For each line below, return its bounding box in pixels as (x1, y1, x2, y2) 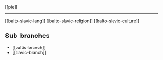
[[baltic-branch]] (12, 44, 46, 50)
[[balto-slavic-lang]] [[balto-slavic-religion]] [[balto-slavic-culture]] (5, 18, 140, 24)
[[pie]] (5, 4, 18, 10)
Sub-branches (5, 32, 50, 40)
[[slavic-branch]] (12, 49, 46, 55)
